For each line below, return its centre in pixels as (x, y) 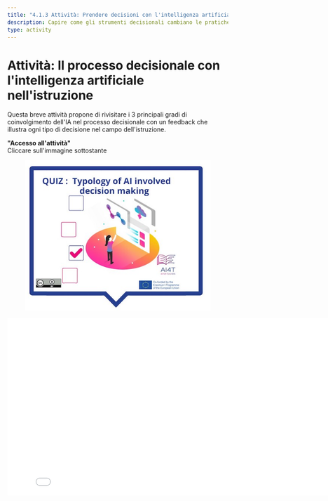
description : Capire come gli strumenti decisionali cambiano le (104, 22)
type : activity (29, 30)
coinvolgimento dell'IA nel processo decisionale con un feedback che (108, 122)
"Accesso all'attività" (39, 143)
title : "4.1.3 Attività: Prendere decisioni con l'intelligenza (103, 15)
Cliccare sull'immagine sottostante (57, 150)
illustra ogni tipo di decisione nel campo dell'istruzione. (87, 129)
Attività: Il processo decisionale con (114, 65)
